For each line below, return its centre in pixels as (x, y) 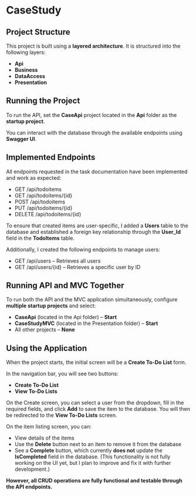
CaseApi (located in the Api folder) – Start (66, 317)
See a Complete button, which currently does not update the (88, 451)
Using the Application (47, 348)
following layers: (26, 52)
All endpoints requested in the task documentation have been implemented (97, 172)
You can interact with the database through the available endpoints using (94, 132)
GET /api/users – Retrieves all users (58, 261)
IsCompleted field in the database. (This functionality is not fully (92, 457)
